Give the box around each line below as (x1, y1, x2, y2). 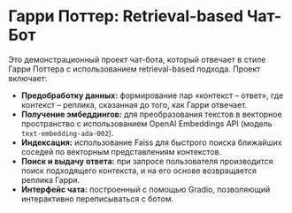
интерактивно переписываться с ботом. (20, 193, 174, 204)
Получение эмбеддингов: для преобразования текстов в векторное (20, 109, 282, 119)
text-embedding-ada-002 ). (20, 127, 114, 138)
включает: (8, 72, 48, 83)
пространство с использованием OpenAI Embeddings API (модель (20, 118, 273, 129)
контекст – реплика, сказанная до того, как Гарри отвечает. (20, 99, 248, 110)
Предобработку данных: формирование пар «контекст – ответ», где (20, 90, 284, 101)
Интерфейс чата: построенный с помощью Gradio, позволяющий (20, 184, 271, 194)
